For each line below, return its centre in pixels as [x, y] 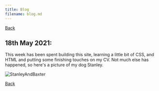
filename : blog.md [24, 14]
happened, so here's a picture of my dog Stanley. [54, 65]
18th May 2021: [29, 43]
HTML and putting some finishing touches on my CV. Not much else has [77, 60]
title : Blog [17, 9]
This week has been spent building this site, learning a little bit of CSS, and [79, 55]
